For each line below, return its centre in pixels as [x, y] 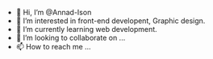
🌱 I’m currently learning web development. [86, 29]
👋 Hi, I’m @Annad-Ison [54, 12]
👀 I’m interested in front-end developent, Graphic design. [111, 21]
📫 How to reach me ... [53, 47]
